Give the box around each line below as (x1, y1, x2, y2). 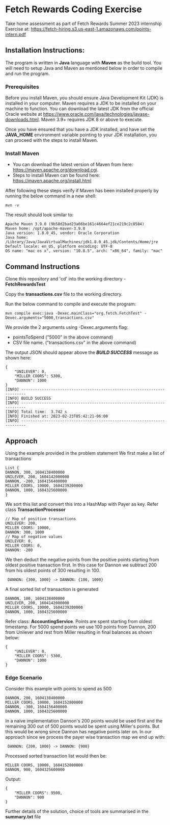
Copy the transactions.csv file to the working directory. (5, 291, 123, 297)
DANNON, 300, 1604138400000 (5, 470, 65, 475)
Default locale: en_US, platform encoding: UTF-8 (5, 244, 113, 249)
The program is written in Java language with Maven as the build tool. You (5, 60, 162, 66)
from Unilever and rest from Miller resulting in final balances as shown (5, 629, 153, 635)
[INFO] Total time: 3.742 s (5, 409, 67, 415)
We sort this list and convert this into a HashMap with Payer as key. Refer (5, 501, 159, 507)
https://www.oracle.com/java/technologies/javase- (43, 111, 150, 117)
